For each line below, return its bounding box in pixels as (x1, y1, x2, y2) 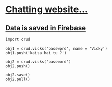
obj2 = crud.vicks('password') (5, 59, 71, 64)
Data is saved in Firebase (5, 24, 86, 32)
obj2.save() (5, 72, 30, 77)
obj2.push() (5, 64, 30, 69)
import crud (5, 37, 30, 42)
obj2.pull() (5, 77, 30, 82)
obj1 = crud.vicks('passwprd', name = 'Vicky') (5, 46, 108, 51)
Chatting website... (5, 4, 88, 15)
